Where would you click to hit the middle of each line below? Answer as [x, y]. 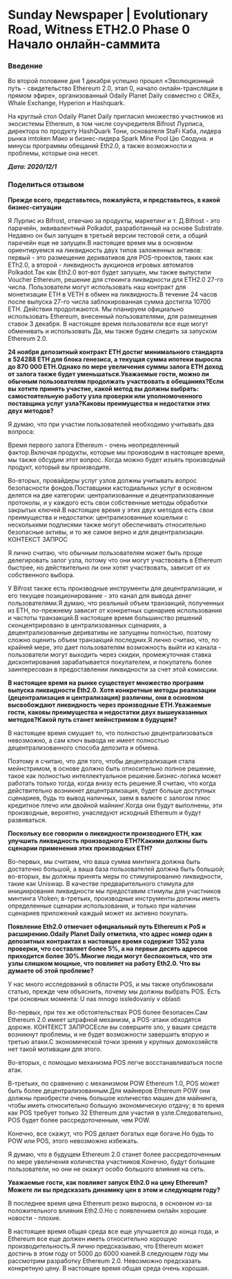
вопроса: [21, 431]
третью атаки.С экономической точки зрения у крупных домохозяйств [113, 1041]
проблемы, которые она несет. [54, 153]
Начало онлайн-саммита [84, 44]
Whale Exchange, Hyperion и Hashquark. [66, 103]
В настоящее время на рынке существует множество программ [106, 682]
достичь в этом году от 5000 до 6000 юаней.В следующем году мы [108, 1253]
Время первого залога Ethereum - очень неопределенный [94, 445]
